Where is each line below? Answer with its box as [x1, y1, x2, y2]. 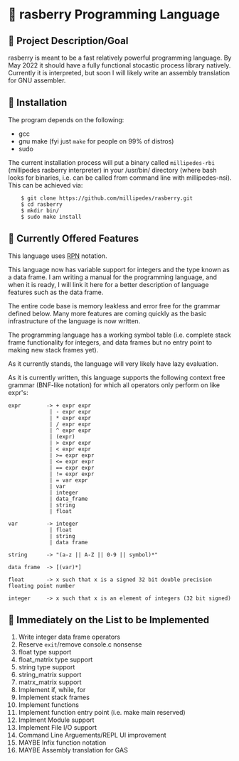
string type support [18, 663, 75, 671]
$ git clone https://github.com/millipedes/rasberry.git [21, 195, 193, 202]
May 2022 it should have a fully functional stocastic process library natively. [8, 61, 231, 70]
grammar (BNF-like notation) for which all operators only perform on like [8, 380, 220, 389]
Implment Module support [18, 716, 95, 724]
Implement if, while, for [18, 686, 86, 694]
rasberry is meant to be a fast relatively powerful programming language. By [8, 53, 232, 62]
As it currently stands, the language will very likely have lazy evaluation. [8, 359, 219, 368]
